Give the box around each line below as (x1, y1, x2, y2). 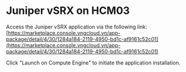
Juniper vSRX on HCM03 (6, 4, 130, 17)
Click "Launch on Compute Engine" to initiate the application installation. (6, 59, 181, 66)
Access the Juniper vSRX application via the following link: (6, 23, 147, 30)
